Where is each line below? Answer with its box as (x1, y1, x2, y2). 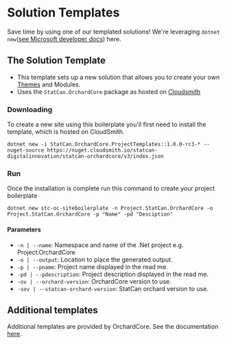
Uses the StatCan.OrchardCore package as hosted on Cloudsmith (16, 87, 201, 95)
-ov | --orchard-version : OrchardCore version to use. (16, 277, 171, 286)
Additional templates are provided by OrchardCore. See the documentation (7, 323, 219, 331)
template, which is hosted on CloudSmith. (7, 128, 125, 136)
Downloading (7, 104, 53, 114)
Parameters (7, 225, 41, 233)
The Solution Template (7, 55, 106, 67)
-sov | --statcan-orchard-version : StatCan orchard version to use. (16, 284, 209, 293)
